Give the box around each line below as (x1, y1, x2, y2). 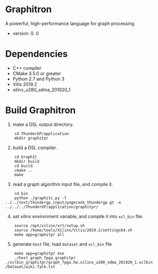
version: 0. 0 (12, 30, 39, 36)
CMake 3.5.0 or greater (12, 70, 61, 76)
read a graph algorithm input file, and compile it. (12, 181, 113, 187)
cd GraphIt (14, 154, 37, 159)
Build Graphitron (5, 104, 76, 116)
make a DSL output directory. (12, 121, 74, 127)
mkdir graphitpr (14, 135, 49, 141)
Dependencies (5, 48, 68, 60)
